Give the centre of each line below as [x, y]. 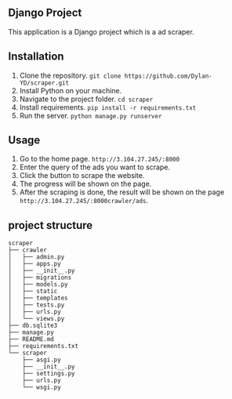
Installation [36, 57]
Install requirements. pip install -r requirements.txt [108, 107]
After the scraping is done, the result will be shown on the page [122, 192]
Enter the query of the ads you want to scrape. [95, 167]
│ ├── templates [38, 298]
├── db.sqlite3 [33, 326]
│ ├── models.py [38, 285]
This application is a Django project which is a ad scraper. [101, 31]
